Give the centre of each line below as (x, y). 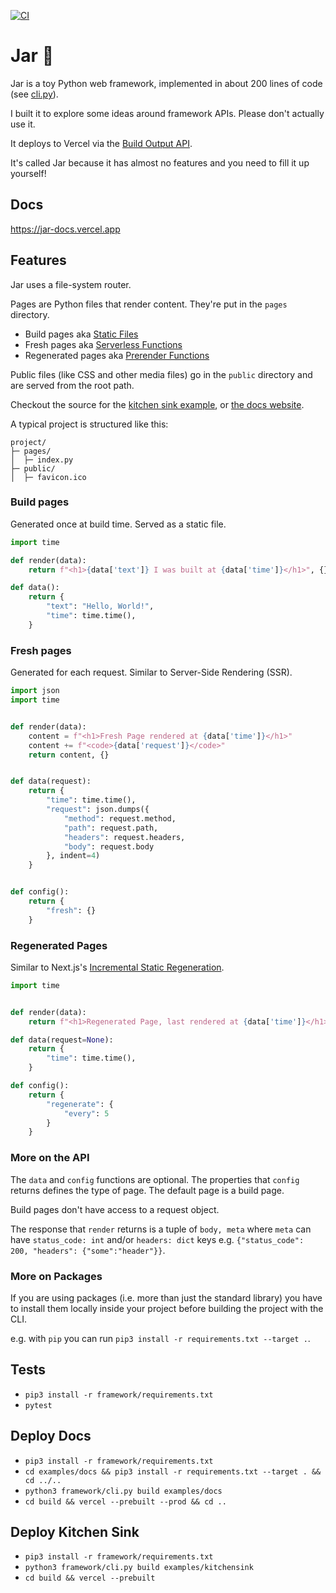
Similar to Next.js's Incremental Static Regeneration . (117, 967)
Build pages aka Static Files (81, 334)
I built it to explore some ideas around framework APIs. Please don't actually (167, 113)
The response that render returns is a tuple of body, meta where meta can (161, 1229)
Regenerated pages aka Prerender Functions (117, 355)
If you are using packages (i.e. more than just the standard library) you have (166, 1297)
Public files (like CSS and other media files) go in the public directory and (161, 374)
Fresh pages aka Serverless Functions (103, 344)
